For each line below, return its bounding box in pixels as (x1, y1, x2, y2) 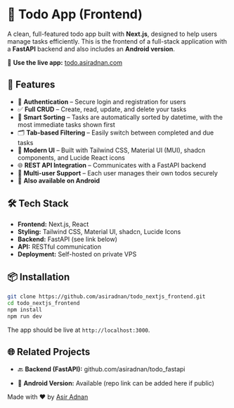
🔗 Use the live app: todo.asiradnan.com (7, 58, 123, 66)
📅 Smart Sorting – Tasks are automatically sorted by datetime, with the (17, 113, 223, 121)
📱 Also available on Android (17, 176, 100, 185)
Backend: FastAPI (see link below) (17, 235, 118, 243)
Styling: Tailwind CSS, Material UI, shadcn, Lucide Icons (17, 227, 181, 235)
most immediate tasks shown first (17, 120, 116, 129)
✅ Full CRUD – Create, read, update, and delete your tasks (17, 105, 187, 113)
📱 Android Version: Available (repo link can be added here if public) (17, 378, 214, 387)
